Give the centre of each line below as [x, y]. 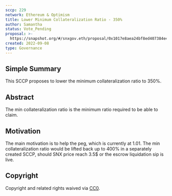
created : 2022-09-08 [27, 43]
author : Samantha [24, 24]
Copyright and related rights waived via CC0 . [53, 188]
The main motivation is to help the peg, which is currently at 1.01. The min [83, 143]
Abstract [20, 97]
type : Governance [24, 48]
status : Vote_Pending [28, 29]
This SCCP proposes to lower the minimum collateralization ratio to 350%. [83, 81]
